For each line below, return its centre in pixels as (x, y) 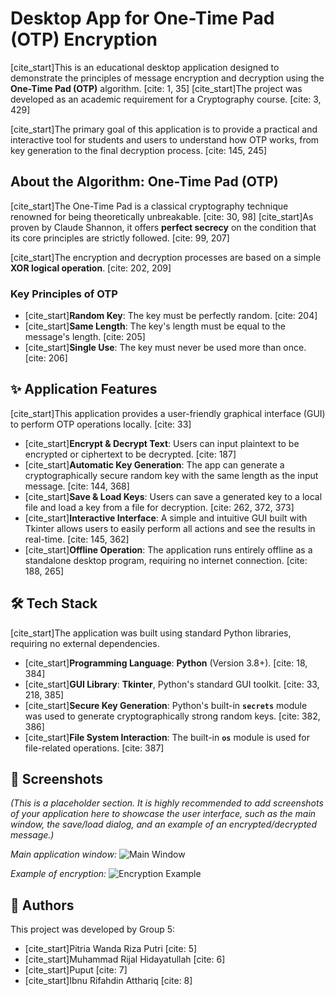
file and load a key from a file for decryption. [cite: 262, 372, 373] (159, 507)
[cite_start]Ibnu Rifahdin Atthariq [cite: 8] (108, 981)
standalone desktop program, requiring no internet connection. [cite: (166, 560)
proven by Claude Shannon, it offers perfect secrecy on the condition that (163, 227)
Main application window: (63, 854)
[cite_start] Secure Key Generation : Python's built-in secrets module (166, 705)
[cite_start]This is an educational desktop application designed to (145, 67)
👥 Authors (42, 905)
